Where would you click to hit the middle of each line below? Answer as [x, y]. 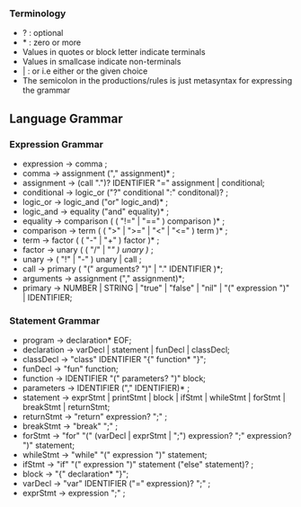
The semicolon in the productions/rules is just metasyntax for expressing [157, 81]
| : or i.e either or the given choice [85, 71]
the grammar [46, 90]
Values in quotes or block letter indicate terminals [114, 52]
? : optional [43, 33]
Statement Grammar [55, 320]
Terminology [38, 13]
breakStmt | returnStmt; [66, 407]
